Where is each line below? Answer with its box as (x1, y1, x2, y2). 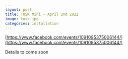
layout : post (5, 7, 32, 12)
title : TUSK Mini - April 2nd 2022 (5, 12, 79, 17)
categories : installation (5, 21, 59, 26)
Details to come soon (5, 49, 49, 55)
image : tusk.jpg (5, 16, 39, 21)
